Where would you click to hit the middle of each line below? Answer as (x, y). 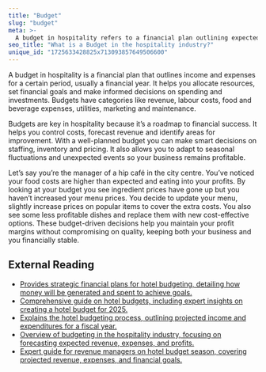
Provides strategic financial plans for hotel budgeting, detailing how (129, 284)
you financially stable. (44, 240)
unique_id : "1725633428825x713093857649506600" (88, 52)
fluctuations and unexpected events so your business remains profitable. (127, 158)
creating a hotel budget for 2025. (74, 309)
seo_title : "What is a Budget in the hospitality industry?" (111, 45)
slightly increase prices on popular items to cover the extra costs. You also (130, 206)
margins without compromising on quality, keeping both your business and (130, 232)
